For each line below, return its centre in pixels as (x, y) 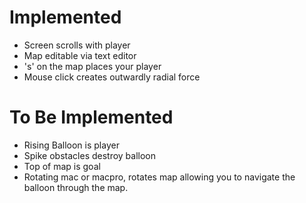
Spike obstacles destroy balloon (90, 155)
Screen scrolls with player (77, 45)
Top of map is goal (62, 166)
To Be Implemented (91, 117)
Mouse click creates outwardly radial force (112, 77)
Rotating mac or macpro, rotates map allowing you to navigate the (159, 177)
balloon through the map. (76, 187)
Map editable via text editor (80, 55)
